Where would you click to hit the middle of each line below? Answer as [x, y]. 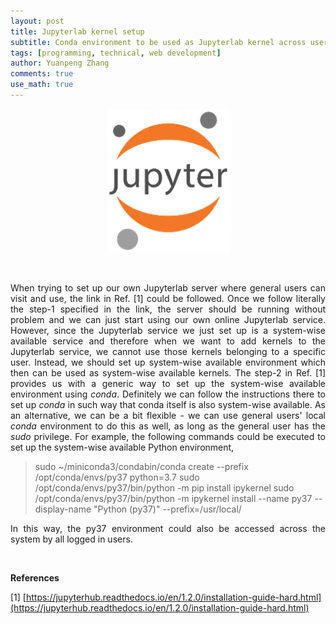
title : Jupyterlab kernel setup [77, 31]
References [35, 577]
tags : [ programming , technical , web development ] [116, 53]
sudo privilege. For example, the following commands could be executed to [168, 436]
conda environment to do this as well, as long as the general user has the [168, 426]
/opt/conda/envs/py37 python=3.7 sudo [117, 477]
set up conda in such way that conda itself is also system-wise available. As [168, 404]
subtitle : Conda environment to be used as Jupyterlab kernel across [158, 42]
